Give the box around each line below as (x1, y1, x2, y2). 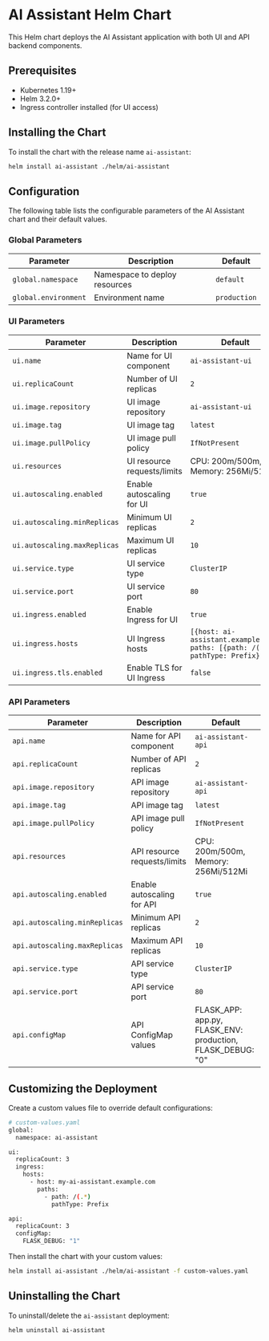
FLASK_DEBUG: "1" (22, 1237, 81, 1246)
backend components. (8, 40, 82, 50)
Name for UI (126, 350, 173, 361)
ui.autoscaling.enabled (12, 490, 103, 498)
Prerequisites (8, 64, 77, 78)
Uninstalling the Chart (8, 1290, 121, 1303)
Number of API (130, 754, 187, 765)
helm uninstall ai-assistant (8, 1326, 106, 1334)
